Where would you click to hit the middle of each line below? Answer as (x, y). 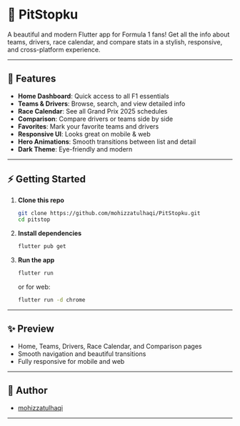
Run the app (36, 260)
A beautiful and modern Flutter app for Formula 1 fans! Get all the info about (119, 34)
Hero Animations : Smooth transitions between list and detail (107, 142)
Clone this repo (41, 200)
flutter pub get (42, 247)
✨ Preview (31, 329)
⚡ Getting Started (46, 179)
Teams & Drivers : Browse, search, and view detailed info (101, 104)
